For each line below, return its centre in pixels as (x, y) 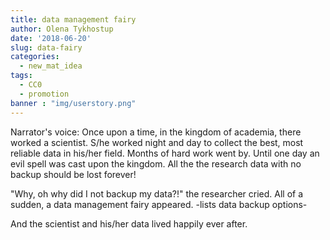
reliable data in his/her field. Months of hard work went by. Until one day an (165, 153)
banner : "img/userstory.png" (73, 103)
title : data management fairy (73, 19)
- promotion (44, 94)
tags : (21, 76)
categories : (35, 57)
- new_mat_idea (51, 66)
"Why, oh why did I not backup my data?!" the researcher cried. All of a (157, 193)
